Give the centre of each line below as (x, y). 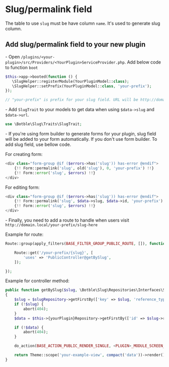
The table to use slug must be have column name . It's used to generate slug (83, 23)
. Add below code (143, 62)
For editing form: (23, 187)
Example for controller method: (37, 281)
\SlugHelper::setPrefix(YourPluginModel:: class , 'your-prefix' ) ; (82, 86)
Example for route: (24, 234)
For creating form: (24, 154)
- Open (13, 57)
